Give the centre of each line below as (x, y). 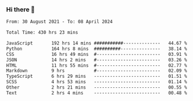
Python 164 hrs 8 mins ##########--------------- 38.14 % (96, 49)
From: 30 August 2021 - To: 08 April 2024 (59, 22)
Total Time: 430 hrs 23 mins (42, 33)
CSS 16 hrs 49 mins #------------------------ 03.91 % (96, 54)
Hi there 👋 (21, 10)
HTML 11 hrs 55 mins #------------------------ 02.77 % (96, 65)
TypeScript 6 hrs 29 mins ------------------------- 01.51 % (96, 77)
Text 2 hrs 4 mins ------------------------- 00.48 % (96, 93)
